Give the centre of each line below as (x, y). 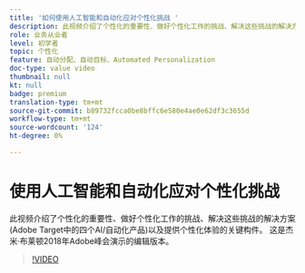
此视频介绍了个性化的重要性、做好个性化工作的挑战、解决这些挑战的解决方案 (152, 218)
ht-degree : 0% (36, 136)
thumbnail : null (40, 77)
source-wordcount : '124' (56, 128)
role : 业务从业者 (39, 34)
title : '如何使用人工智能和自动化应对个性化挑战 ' (94, 18)
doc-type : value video (52, 69)
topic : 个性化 (34, 52)
